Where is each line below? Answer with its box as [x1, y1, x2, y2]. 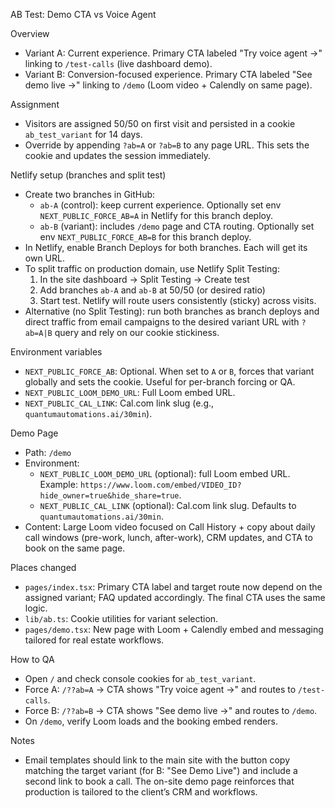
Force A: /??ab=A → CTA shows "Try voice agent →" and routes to [24, 684, 297, 695]
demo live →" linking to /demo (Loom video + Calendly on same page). [24, 79, 313, 91]
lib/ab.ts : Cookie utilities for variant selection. [24, 613, 219, 624]
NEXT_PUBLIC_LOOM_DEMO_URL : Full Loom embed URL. [24, 387, 236, 398]
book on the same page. [24, 542, 126, 554]
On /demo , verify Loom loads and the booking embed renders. [24, 715, 279, 727]
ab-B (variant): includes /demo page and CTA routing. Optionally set [39, 220, 315, 232]
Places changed [10, 562, 77, 573]
